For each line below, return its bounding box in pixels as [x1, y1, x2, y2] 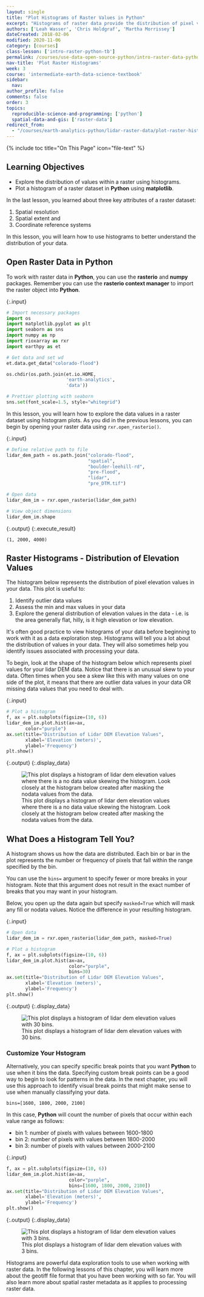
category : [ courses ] [6, 43, 59, 49]
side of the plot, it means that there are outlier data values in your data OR [6, 679, 191, 686]
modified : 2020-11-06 [6, 37, 61, 43]
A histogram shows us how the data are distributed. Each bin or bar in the [6, 850, 190, 858]
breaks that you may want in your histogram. [6, 888, 118, 895]
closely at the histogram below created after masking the [21, 810, 164, 817]
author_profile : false [6, 88, 64, 94]
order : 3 [6, 99, 29, 105]
